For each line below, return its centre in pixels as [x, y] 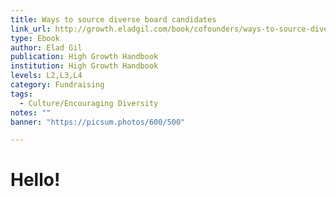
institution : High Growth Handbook [84, 66]
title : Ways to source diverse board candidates [113, 19]
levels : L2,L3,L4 [46, 76]
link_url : [31, 29]
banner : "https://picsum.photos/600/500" [98, 122]
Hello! [35, 180]
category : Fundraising [57, 85]
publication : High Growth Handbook [84, 57]
